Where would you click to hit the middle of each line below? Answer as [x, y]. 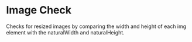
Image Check [39, 10]
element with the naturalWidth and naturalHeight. [65, 32]
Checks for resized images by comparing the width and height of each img [96, 26]
